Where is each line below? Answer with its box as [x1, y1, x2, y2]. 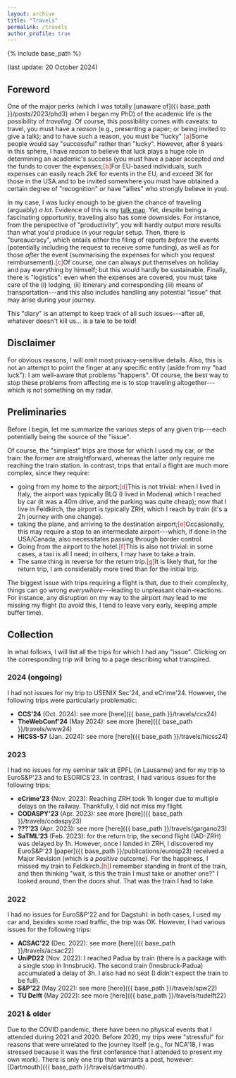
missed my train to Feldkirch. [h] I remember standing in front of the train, [17, 862, 228, 871]
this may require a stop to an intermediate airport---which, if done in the [17, 527, 228, 536]
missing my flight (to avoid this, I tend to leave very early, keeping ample [7, 601, 217, 609]
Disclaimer [7, 337, 56, 349]
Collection [7, 629, 54, 641]
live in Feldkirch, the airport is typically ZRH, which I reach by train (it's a [17, 505, 228, 513]
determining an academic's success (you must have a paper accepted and [7, 154, 224, 163]
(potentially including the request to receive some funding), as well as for [7, 243, 220, 252]
